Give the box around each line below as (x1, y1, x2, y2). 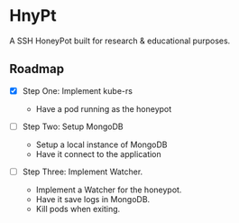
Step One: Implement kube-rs (22, 85, 133, 96)
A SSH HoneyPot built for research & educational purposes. (9, 35, 231, 46)
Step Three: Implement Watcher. (22, 166, 143, 177)
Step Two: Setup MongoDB (22, 121, 124, 132)
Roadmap (9, 61, 65, 77)
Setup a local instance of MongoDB (35, 139, 169, 150)
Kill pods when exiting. (35, 203, 121, 214)
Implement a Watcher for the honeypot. (35, 184, 182, 195)
